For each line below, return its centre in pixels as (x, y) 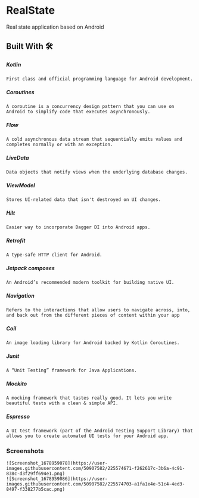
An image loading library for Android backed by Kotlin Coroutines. (93, 343)
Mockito (17, 383)
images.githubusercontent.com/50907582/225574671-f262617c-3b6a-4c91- (96, 469)
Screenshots (25, 451)
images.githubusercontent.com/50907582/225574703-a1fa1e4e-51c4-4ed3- (96, 484)
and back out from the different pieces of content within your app (93, 315)
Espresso (18, 416)
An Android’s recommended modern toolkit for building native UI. (90, 283)
